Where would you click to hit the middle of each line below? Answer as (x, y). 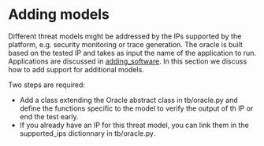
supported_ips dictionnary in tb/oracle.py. (87, 133)
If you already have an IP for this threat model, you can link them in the (134, 125)
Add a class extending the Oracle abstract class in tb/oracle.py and (128, 100)
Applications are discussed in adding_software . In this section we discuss (128, 61)
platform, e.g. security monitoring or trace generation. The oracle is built (125, 44)
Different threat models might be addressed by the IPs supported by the (125, 36)
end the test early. (49, 116)
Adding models (59, 15)
